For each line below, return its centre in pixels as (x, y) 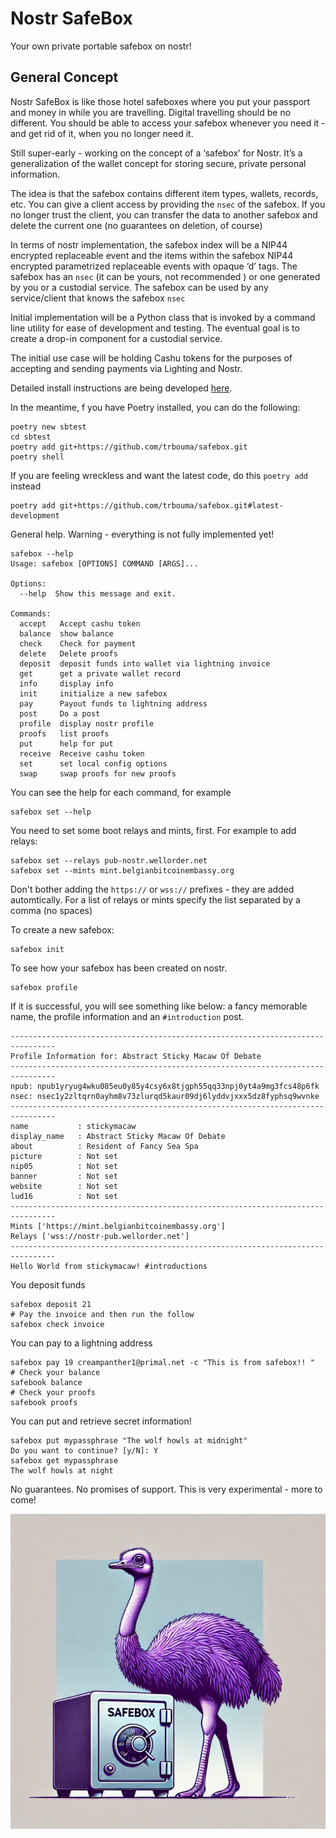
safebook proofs (44, 1402)
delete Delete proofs (68, 653)
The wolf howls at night (62, 1470)
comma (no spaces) (51, 910)
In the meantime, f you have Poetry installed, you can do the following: (155, 407)
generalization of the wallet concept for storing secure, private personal (158, 163)
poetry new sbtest (48, 427)
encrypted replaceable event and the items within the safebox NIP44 (152, 255)
